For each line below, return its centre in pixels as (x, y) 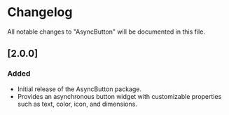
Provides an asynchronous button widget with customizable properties (119, 96)
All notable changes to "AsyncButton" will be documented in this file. (106, 32)
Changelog (40, 12)
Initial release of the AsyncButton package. (79, 89)
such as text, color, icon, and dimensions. (77, 104)
